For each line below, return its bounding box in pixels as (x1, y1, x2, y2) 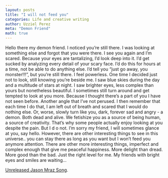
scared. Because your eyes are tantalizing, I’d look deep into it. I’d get (5, 55, 150, 61)
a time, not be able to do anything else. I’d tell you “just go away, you (5, 66, 148, 72)
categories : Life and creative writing (5, 17, 89, 22)
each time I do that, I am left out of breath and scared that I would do (5, 104, 148, 109)
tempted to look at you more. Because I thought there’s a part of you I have (5, 93, 161, 99)
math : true (5, 31, 28, 36)
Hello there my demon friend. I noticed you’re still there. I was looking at (5, 45, 155, 50)
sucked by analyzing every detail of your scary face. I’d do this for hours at (5, 61, 161, 67)
